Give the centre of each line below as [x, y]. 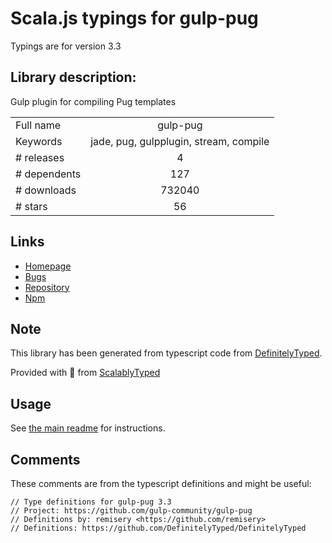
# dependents [48, 174]
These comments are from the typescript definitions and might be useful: [161, 483]
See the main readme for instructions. [88, 428]
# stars [31, 206]
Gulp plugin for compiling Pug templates [93, 101]
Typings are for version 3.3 [66, 46]
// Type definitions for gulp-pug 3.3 [91, 502]
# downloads [46, 190]
